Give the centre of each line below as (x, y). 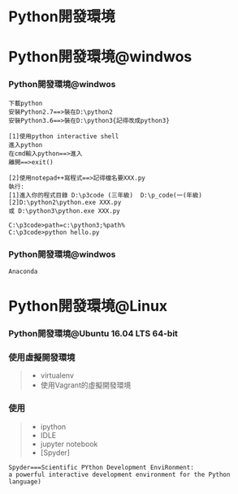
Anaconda (23, 271)
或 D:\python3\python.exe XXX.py (64, 211)
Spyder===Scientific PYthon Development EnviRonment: (102, 467)
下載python (26, 103)
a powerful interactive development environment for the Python (119, 474)
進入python (26, 145)
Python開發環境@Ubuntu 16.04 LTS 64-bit (93, 334)
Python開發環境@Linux (88, 306)
